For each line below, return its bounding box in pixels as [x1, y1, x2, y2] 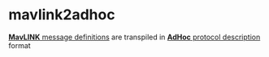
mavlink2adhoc [8, 6, 115, 24]
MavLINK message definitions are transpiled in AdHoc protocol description [8, 32, 261, 42]
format [8, 40, 31, 50]
